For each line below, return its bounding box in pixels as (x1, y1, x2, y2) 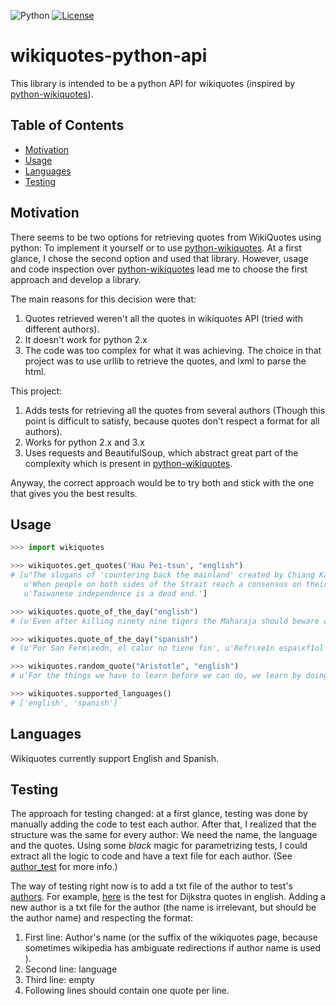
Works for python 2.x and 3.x (24, 436, 145, 448)
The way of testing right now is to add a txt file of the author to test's (10, 880, 293, 892)
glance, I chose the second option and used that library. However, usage (10, 252, 309, 264)
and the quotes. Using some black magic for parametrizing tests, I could (10, 840, 308, 852)
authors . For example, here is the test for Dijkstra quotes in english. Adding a (10, 891, 326, 903)
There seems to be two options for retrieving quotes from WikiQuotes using (10, 231, 322, 243)
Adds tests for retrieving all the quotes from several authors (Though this (24, 404, 326, 416)
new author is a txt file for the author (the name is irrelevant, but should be (10, 901, 317, 914)
